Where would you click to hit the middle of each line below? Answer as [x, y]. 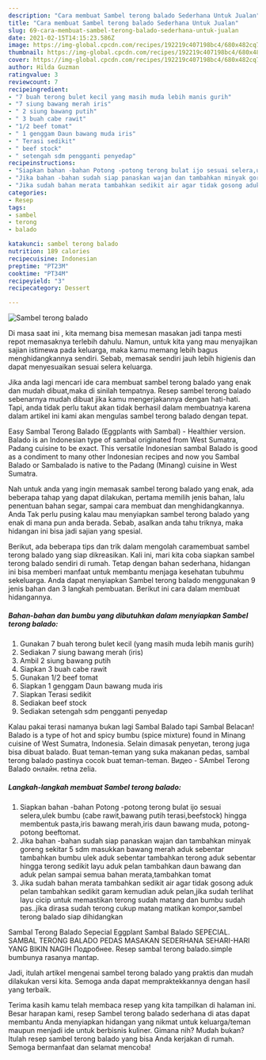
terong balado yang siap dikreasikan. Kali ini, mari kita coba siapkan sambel [131, 555]
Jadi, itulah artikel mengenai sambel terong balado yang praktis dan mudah [131, 973]
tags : [17, 207]
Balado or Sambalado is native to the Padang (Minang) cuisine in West [123, 465]
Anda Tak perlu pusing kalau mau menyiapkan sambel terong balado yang [129, 515]
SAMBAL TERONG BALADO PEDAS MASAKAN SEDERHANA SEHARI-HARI [129, 941]
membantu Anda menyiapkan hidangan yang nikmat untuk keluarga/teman [129, 1022]
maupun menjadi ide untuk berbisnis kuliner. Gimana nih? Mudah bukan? [126, 1031]
